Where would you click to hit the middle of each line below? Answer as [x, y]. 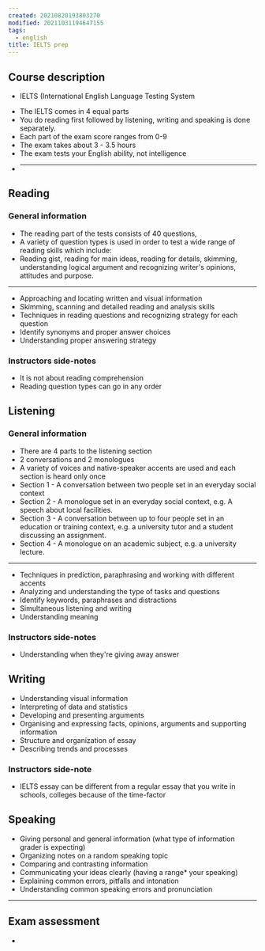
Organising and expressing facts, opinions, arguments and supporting [133, 723]
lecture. [32, 551]
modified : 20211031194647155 [56, 23]
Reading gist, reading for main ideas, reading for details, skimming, [128, 259]
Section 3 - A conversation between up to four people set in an [122, 518]
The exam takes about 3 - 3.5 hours [78, 145]
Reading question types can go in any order [91, 386]
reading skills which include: [65, 250]
